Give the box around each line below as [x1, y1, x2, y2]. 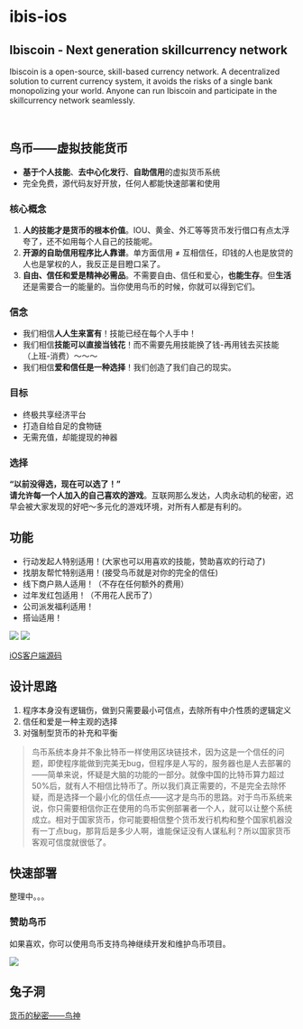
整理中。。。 [9, 891, 50, 902]
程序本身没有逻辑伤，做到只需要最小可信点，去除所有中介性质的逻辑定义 [22, 704, 291, 715]
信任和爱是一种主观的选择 [22, 716, 118, 727]
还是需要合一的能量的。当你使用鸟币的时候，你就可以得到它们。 [22, 282, 260, 292]
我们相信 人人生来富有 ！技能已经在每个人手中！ [22, 328, 197, 339]
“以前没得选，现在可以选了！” [9, 478, 122, 489]
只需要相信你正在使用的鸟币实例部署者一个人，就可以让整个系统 [55, 802, 293, 813]
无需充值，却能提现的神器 [22, 431, 118, 442]
